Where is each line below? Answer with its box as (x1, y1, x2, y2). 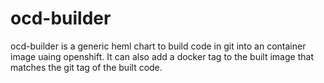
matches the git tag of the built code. (10, 61, 163, 73)
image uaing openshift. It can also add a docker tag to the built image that (10, 50, 314, 62)
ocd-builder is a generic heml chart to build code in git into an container (10, 40, 307, 52)
